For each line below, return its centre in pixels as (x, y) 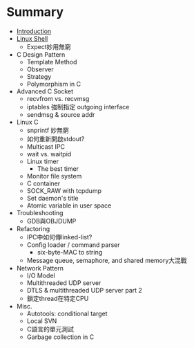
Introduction (34, 31)
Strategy (39, 76)
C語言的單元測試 (50, 329)
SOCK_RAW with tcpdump (64, 190)
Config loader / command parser (73, 245)
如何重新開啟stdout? (56, 138)
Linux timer (43, 161)
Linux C (27, 122)
